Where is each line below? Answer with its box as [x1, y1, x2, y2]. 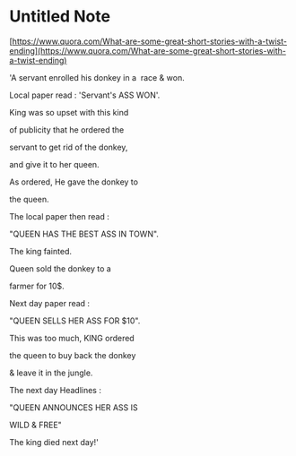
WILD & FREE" [9, 419, 63, 430]
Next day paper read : [9, 297, 91, 308]
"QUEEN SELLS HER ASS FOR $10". [9, 315, 141, 326]
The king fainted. [9, 245, 72, 256]
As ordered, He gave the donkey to [9, 176, 139, 187]
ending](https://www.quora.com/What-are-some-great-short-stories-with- [9, 45, 287, 56]
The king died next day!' [9, 436, 99, 447]
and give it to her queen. [9, 159, 100, 169]
